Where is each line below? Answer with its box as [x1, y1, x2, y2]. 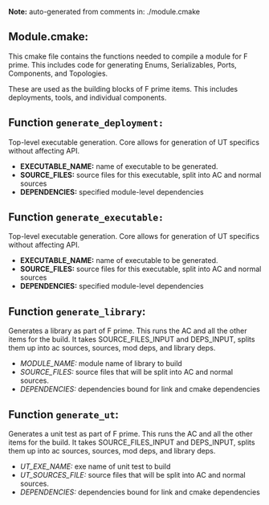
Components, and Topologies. [8, 68, 108, 78]
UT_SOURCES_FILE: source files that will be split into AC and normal [19, 470, 247, 480]
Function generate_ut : [8, 408, 119, 421]
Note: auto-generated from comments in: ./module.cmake [8, 7, 201, 16]
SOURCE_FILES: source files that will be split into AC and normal [19, 367, 234, 377]
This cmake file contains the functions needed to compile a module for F [8, 51, 248, 61]
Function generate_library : [8, 305, 146, 318]
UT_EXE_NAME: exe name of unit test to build [19, 462, 171, 471]
